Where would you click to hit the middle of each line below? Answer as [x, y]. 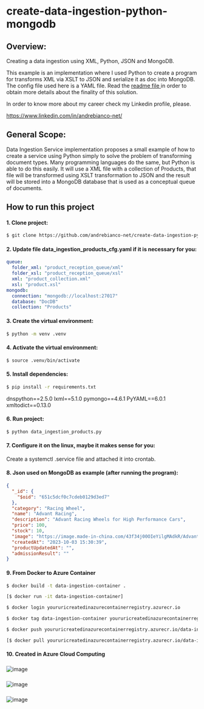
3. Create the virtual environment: [50, 321]
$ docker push [24, 629]
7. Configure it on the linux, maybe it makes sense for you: [81, 446]
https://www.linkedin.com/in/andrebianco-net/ [64, 116]
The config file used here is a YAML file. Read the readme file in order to [97, 86]
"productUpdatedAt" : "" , [43, 548]
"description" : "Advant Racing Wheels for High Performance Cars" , [99, 520]
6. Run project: [25, 419]
